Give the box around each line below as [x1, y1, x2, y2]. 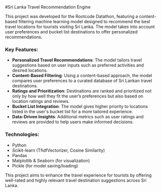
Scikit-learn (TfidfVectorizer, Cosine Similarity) [12, 147, 105, 153]
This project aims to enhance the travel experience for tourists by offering [5, 172, 152, 178]
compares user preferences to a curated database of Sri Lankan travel [12, 78, 152, 84]
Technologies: [5, 131, 40, 138]
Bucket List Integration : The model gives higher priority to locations [12, 104, 148, 110]
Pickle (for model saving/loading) [12, 162, 78, 169]
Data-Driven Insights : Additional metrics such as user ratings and [12, 114, 144, 120]
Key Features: [5, 46, 39, 53]
